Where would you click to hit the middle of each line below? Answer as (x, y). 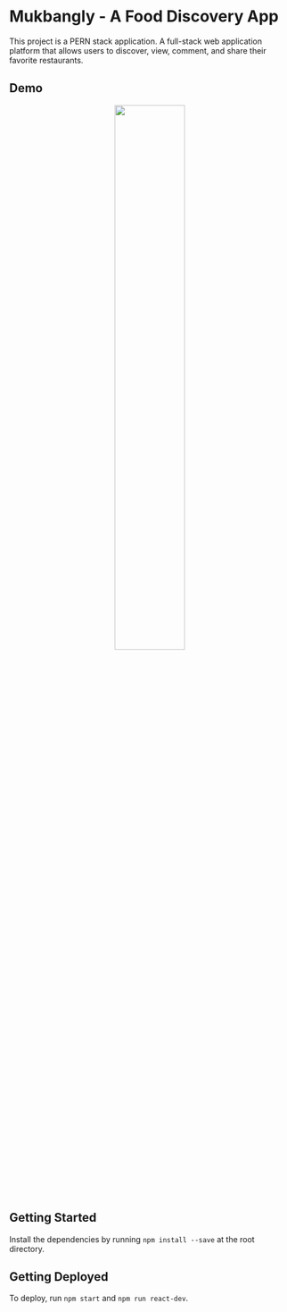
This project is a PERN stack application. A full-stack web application (136, 41)
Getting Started (53, 1218)
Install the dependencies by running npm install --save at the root (132, 1239)
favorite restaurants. (46, 60)
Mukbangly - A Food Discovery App (144, 17)
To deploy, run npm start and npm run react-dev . (99, 1299)
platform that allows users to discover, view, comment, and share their (138, 50)
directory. (27, 1249)
